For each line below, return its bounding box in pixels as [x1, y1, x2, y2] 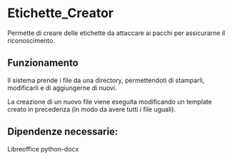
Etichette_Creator [7, 5, 114, 21]
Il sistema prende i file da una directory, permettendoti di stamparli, [7, 76, 205, 84]
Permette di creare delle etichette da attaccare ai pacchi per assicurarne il [7, 29, 226, 37]
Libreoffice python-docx [7, 144, 79, 153]
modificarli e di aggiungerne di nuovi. [7, 84, 117, 92]
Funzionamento [7, 57, 79, 69]
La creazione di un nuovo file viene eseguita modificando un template [7, 97, 213, 106]
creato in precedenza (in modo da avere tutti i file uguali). [7, 105, 176, 114]
